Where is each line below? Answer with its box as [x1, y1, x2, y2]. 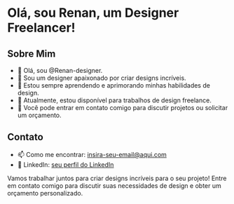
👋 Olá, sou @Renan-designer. [17, 67, 103, 74]
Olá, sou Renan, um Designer [7, 5, 179, 21]
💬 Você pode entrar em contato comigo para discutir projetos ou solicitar [17, 104, 228, 111]
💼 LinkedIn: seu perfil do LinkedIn [17, 160, 114, 169]
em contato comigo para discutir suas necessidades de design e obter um [7, 181, 222, 190]
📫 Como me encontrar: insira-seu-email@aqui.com [17, 150, 167, 158]
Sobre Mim [7, 48, 56, 60]
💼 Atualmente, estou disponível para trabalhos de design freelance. [17, 96, 212, 104]
